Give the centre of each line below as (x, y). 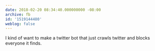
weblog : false (20, 24)
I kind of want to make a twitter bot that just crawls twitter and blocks (78, 38)
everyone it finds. (24, 43)
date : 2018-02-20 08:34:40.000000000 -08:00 (53, 10)
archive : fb (18, 14)
